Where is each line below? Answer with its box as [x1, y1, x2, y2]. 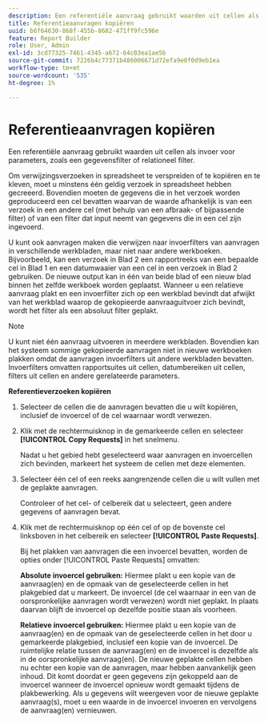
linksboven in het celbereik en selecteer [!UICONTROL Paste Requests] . [19, 531, 259, 541]
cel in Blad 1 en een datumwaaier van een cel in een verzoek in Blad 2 [8, 263, 238, 273]
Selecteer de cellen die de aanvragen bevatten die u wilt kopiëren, [19, 402, 238, 412]
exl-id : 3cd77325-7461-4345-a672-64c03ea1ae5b [8, 49, 166, 57]
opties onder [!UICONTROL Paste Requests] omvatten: [19, 555, 200, 565]
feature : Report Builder [8, 34, 91, 43]
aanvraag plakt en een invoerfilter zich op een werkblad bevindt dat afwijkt [8, 289, 255, 299]
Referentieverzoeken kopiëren [8, 387, 112, 396]
